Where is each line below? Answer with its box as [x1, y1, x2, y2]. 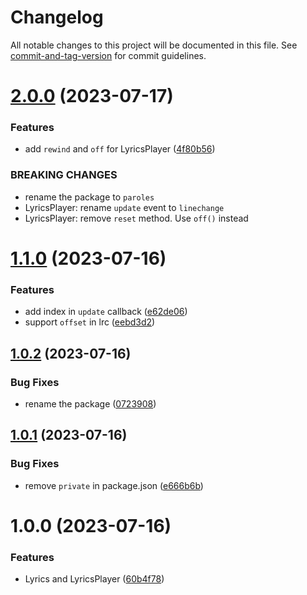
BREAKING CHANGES [10, 168, 118, 182]
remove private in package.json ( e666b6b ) [24, 479, 204, 491]
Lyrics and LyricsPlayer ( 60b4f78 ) [24, 573, 165, 585]
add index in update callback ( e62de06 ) [24, 306, 188, 318]
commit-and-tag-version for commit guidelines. [10, 49, 207, 61]
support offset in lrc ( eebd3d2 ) [24, 316, 156, 328]
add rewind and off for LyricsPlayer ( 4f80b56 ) [24, 143, 216, 155]
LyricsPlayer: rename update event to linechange [24, 201, 225, 213]
